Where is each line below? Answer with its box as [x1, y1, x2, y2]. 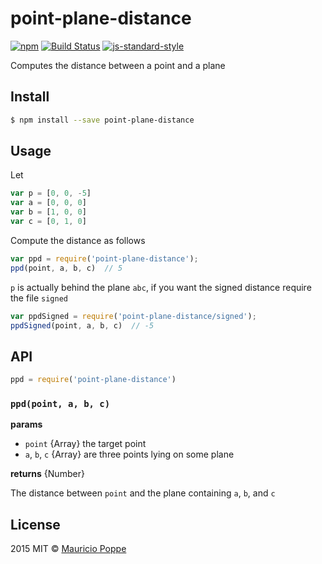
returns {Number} [10, 468, 85, 480]
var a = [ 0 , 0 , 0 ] [10, 198, 87, 208]
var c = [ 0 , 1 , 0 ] [10, 217, 87, 227]
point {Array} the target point [24, 438, 147, 450]
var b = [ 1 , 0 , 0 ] [10, 207, 87, 217]
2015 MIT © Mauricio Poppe [10, 543, 127, 555]
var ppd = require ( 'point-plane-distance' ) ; [10, 253, 199, 264]
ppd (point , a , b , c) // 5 [10, 263, 123, 273]
